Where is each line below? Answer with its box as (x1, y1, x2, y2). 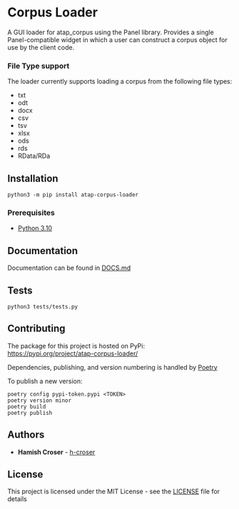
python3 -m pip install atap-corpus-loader (7, 191, 139, 198)
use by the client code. (7, 43, 75, 51)
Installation (7, 172, 59, 184)
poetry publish (7, 409, 53, 416)
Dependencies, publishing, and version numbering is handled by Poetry (7, 363, 218, 371)
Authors (7, 429, 45, 441)
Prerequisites (7, 208, 55, 218)
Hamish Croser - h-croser (17, 448, 96, 456)
